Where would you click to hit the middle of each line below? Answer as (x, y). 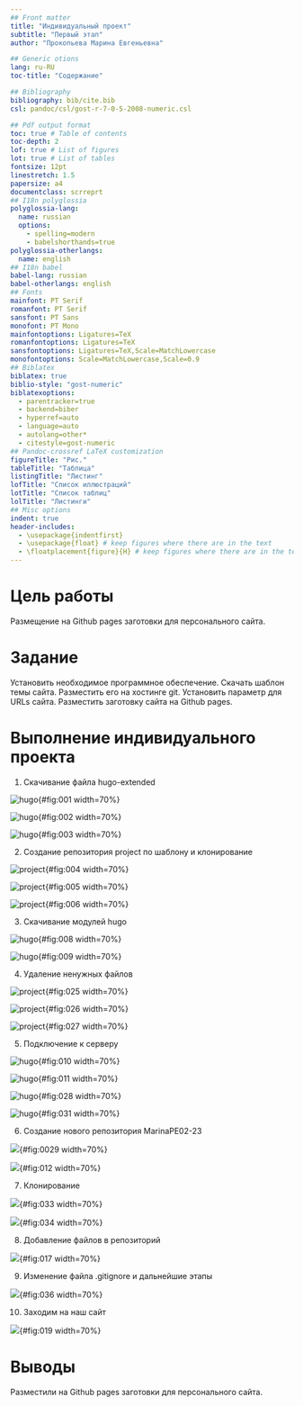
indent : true (35, 518)
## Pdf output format (51, 125)
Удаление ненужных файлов (78, 974)
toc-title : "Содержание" (57, 76)
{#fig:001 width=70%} (79, 799)
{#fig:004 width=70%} (87, 869)
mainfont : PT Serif (47, 301)
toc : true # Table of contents (69, 133)
